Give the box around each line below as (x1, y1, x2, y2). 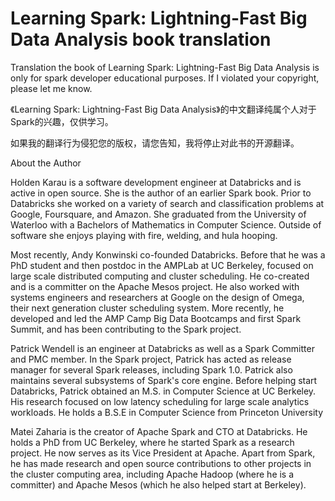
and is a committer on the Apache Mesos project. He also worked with (10, 280, 300, 292)
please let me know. (10, 82, 93, 94)
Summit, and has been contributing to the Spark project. (10, 323, 242, 335)
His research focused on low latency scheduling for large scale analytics (10, 395, 310, 407)
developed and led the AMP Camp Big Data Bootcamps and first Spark (10, 312, 302, 324)
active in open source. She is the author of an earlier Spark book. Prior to (10, 187, 312, 199)
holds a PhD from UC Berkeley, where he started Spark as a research (10, 436, 295, 448)
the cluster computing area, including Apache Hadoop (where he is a (10, 468, 295, 480)
